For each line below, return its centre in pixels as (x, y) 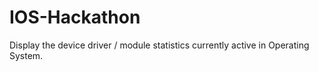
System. (26, 55)
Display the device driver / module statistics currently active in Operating (159, 45)
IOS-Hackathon (75, 17)
